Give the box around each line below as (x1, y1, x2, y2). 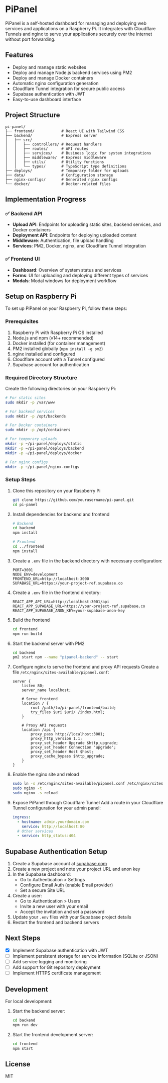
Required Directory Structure (5, 374, 78, 381)
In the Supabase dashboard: (12, 871, 71, 877)
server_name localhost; (22, 688, 71, 693)
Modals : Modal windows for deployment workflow (12, 278, 117, 284)
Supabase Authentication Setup (5, 847, 108, 856)
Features (5, 51, 34, 59)
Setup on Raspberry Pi (5, 292, 77, 300)
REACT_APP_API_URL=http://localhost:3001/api (12, 599, 109, 604)
